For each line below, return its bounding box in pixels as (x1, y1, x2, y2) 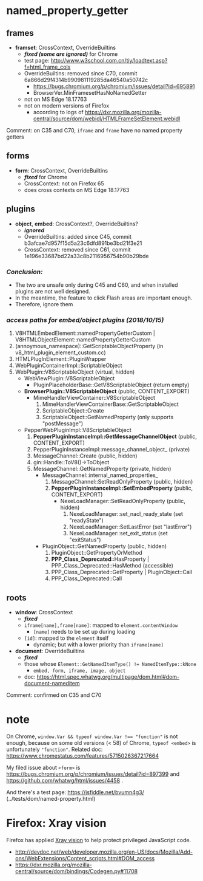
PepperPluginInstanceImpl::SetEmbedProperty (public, (51, 484, 193, 492)
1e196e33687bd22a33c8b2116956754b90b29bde (24, 252, 149, 259)
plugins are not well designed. (15, 287, 91, 295)
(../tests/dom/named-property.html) (6, 795, 96, 802)
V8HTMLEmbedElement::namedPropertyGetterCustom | (15, 329, 156, 337)
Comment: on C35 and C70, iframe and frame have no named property (6, 127, 183, 134)
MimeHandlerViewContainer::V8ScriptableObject (33, 394, 156, 402)
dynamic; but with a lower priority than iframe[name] (33, 641, 164, 648)
